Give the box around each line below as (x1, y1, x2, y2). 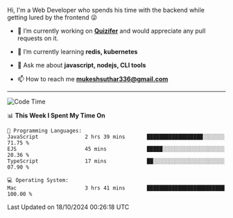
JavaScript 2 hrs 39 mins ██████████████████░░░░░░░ (7, 133, 225, 140)
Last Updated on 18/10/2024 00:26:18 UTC (7, 203, 130, 211)
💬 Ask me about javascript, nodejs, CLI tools (17, 61, 146, 69)
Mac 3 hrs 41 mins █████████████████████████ (7, 185, 225, 192)
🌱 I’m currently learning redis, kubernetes (17, 48, 138, 56)
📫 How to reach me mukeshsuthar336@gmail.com (17, 75, 169, 83)
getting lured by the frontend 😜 (7, 13, 98, 22)
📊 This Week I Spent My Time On (7, 111, 105, 119)
